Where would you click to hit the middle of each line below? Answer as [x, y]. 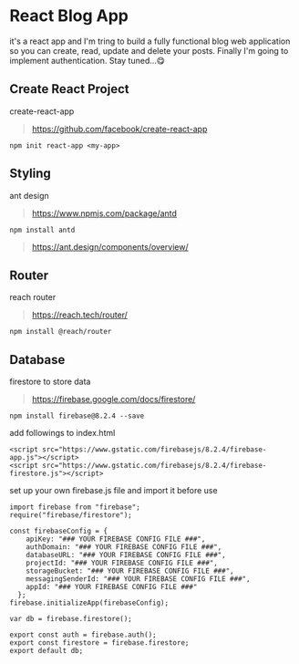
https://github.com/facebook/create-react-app [119, 129]
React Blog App [69, 16]
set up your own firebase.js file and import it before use [113, 491]
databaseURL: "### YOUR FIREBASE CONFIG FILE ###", [126, 555]
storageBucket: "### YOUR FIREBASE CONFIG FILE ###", [130, 571]
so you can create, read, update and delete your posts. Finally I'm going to [149, 50]
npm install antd [42, 230]
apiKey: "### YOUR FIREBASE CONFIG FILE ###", [116, 539]
